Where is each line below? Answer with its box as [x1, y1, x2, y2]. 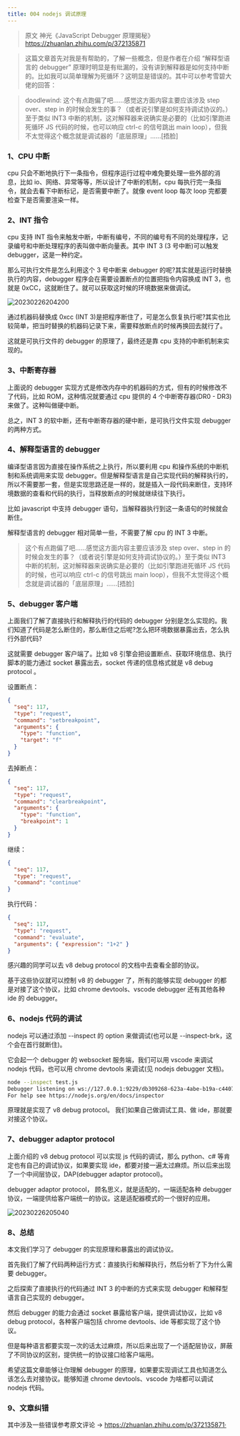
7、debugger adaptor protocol [7, 1134, 115, 1144]
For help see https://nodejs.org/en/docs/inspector [7, 1091, 164, 1099]
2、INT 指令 [7, 215, 49, 225]
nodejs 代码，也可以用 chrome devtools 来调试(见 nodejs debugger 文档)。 [7, 1064, 229, 1073]
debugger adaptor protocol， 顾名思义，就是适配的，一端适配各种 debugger [7, 1184, 232, 1194]
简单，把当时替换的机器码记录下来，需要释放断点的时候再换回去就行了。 [13, 322, 226, 330]
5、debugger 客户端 [7, 598, 79, 608]
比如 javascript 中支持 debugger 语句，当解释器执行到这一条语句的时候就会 [7, 504, 229, 512]
